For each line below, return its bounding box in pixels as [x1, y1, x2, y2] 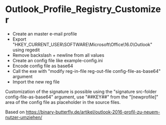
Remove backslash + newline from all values [12, 52, 104, 58]
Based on [5, 109, 25, 115]
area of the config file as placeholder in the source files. [5, 99, 121, 105]
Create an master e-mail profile [12, 31, 77, 37]
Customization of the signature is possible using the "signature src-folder [5, 88, 157, 94]
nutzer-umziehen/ [5, 114, 43, 120]
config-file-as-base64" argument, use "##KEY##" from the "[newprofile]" [5, 94, 159, 100]
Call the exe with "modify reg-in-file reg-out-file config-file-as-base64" [12, 68, 161, 74]
